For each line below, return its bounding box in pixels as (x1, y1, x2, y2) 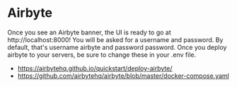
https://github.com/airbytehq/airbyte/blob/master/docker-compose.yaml (17, 72, 230, 80)
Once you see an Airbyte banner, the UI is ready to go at (7, 28, 171, 36)
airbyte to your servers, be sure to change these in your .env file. (7, 51, 197, 59)
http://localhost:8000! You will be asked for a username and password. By (7, 35, 224, 43)
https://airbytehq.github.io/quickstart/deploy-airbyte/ (17, 64, 173, 72)
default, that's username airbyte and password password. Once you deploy (7, 43, 227, 51)
